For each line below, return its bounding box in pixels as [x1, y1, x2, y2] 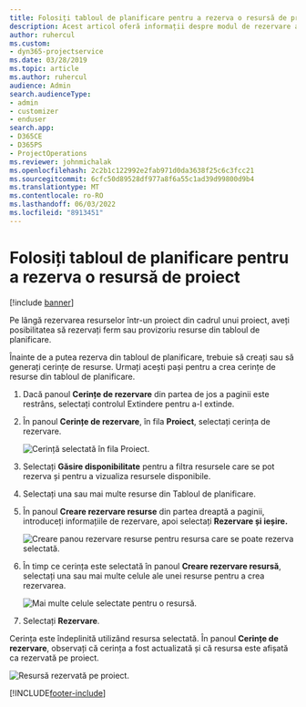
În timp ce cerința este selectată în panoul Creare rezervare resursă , [22, 560, 282, 571]
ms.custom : [9, 38, 51, 48]
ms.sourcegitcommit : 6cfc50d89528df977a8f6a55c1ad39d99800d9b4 [9, 174, 255, 183]
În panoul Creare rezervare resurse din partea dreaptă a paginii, [22, 506, 265, 517]
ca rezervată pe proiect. [9, 652, 100, 663]
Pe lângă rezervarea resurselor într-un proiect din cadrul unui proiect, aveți [9, 314, 290, 325]
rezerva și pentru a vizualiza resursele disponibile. [22, 470, 211, 481]
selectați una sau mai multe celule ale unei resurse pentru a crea [22, 570, 265, 581]
